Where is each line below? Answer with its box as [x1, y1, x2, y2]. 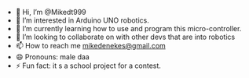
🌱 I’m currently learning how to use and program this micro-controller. [15, 24, 242, 33]
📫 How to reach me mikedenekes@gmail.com [15, 41, 167, 50]
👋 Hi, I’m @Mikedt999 [15, 8, 86, 16]
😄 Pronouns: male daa [15, 52, 90, 62]
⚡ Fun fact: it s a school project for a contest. [15, 61, 161, 70]
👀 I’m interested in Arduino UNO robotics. [15, 16, 149, 25]
